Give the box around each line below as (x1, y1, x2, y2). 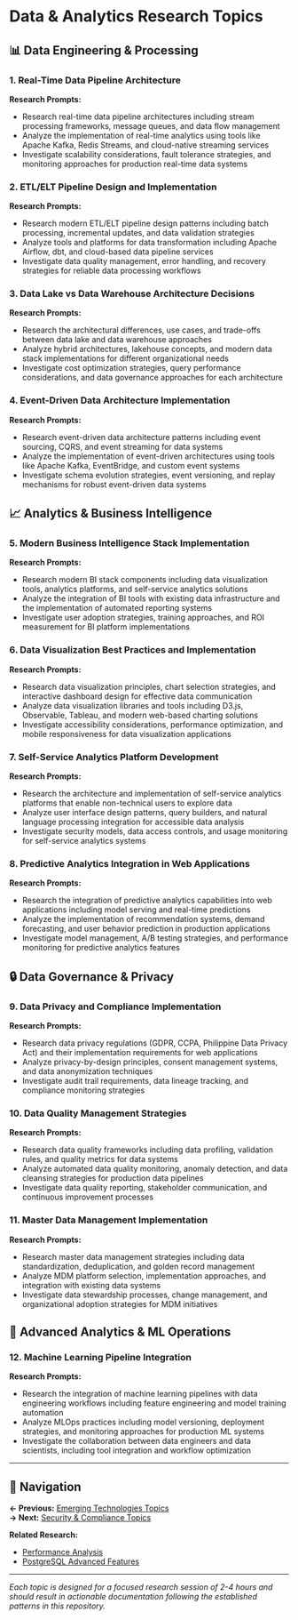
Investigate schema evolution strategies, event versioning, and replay (21, 469, 276, 480)
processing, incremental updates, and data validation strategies (21, 228, 255, 238)
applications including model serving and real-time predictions (21, 904, 251, 915)
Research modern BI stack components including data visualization (21, 574, 268, 585)
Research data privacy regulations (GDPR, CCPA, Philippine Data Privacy (21, 1038, 288, 1048)
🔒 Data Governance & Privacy (9, 969, 175, 984)
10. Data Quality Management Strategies (9, 1107, 187, 1119)
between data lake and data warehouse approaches (21, 334, 213, 345)
